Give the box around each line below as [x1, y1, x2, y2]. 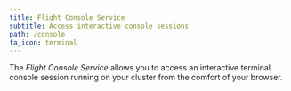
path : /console [9, 29, 66, 38]
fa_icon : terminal [9, 37, 77, 47]
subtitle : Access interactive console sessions [9, 21, 190, 30]
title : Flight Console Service [9, 12, 125, 22]
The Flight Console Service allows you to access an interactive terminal [9, 62, 271, 73]
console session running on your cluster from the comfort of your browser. [9, 72, 283, 83]
